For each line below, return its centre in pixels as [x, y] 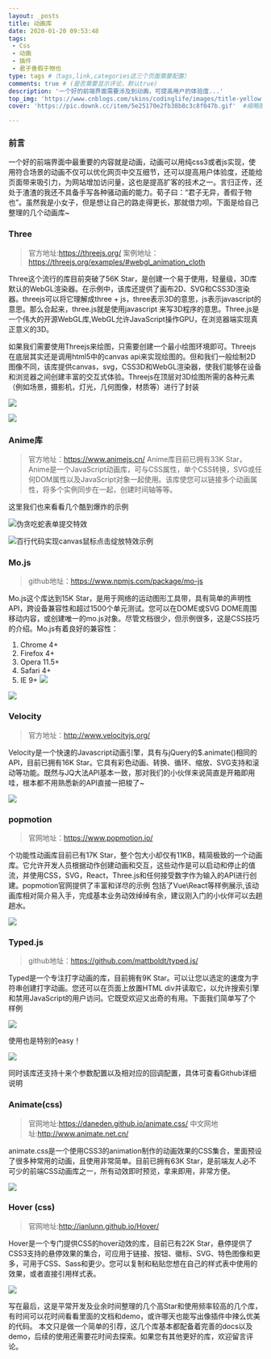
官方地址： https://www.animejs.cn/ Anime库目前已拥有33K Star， [137, 459]
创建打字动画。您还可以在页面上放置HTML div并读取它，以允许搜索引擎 [141, 989]
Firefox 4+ [37, 654]
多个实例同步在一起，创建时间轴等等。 [113, 489]
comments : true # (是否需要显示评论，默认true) [83, 83]
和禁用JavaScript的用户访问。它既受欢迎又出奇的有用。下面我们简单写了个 [132, 998]
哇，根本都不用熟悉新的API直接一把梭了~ [77, 782]
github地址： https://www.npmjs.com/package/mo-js [115, 581]
